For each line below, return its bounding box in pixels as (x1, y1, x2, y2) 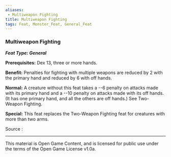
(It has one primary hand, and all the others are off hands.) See (5, 95, 137, 101)
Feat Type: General (5, 50, 47, 56)
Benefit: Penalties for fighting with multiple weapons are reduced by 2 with (5, 69, 163, 75)
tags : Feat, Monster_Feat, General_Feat (5, 21, 93, 27)
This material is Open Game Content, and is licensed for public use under (5, 140, 159, 146)
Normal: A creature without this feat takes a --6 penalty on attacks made (5, 85, 159, 91)
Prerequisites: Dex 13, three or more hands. (5, 59, 98, 66)
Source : (5, 126, 23, 132)
